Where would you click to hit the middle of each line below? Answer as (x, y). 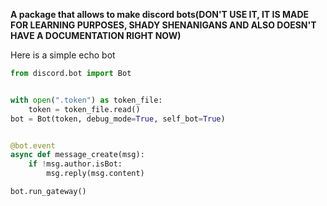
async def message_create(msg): (77, 155)
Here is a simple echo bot (63, 55)
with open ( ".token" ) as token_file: (86, 100)
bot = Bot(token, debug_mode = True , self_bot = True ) (118, 119)
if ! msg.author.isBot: (75, 164)
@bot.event (33, 145)
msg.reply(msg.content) (95, 174)
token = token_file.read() (84, 109)
